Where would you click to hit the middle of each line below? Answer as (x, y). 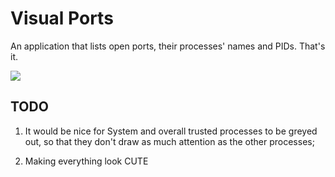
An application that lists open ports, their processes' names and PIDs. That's (168, 46)
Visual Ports (62, 18)
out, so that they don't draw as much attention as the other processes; (169, 141)
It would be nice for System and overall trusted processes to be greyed (171, 131)
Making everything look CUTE (86, 161)
